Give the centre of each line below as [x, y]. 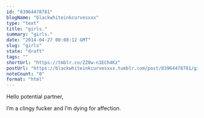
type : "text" [23, 23]
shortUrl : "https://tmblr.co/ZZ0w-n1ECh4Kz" [63, 62]
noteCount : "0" [25, 74]
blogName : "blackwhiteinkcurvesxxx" [53, 18]
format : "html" [25, 79]
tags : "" [17, 57]
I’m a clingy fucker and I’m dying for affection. [64, 108]
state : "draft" [25, 51]
